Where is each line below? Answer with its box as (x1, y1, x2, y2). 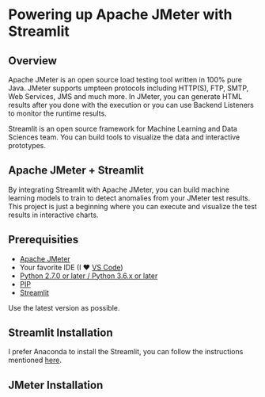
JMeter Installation (8, 378, 104, 391)
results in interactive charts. (8, 210, 99, 219)
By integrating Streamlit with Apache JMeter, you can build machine (8, 185, 229, 194)
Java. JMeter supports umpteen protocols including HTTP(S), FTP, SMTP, (8, 83, 249, 93)
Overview (8, 54, 58, 67)
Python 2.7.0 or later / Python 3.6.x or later (19, 271, 158, 281)
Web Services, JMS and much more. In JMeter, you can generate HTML (8, 92, 243, 101)
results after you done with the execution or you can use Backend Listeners (8, 101, 255, 109)
